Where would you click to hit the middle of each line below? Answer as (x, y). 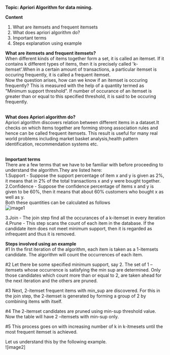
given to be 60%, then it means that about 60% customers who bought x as (84, 192)
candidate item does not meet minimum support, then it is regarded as (79, 229)
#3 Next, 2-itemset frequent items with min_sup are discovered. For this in (83, 290)
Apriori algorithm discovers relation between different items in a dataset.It (82, 122)
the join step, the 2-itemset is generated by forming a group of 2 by (76, 296)
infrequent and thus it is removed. (41, 234)
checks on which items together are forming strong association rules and (82, 128)
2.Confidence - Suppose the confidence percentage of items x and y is (79, 186)
